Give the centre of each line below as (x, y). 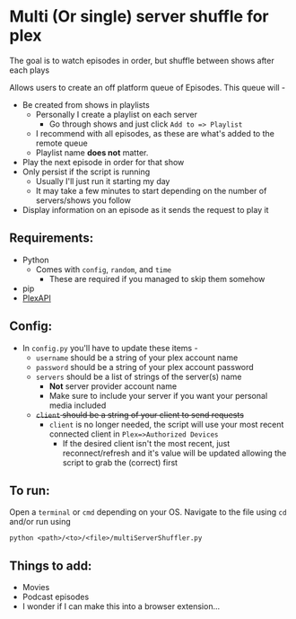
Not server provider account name (113, 386)
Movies (36, 588)
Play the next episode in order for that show (103, 162)
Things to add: (51, 566)
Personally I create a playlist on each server (116, 114)
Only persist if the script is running (86, 172)
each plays (30, 70)
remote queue (61, 143)
